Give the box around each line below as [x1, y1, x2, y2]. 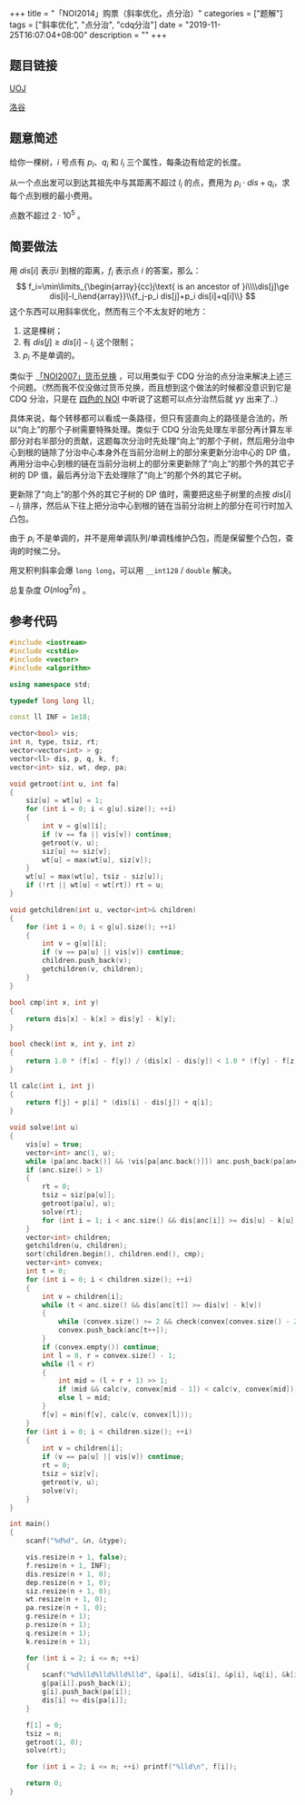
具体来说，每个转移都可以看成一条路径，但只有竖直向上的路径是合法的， [9, 412, 280, 424]
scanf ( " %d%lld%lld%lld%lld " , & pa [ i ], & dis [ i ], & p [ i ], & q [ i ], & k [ [42, 1671, 295, 1680]
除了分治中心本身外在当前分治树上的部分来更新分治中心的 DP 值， [48, 447, 295, 458]
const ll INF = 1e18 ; [9, 712, 92, 722]
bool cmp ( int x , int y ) [9, 997, 100, 1007]
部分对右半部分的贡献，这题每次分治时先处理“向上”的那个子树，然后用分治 [9, 435, 288, 447]
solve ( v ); [42, 1486, 79, 1495]
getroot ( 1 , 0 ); [25, 1738, 84, 1747]
